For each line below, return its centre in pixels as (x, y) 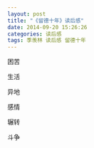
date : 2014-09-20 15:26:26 (47, 27)
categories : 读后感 (35, 34)
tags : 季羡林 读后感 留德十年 (47, 41)
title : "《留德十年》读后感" (46, 21)
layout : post (27, 14)
